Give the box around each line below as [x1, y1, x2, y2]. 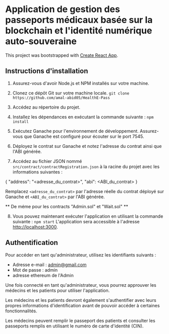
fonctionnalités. [5, 308, 38, 314]
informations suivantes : [12, 169, 63, 175]
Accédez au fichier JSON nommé [12, 158, 82, 164]
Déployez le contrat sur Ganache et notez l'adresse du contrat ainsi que [12, 143, 162, 149]
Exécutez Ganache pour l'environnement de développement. [12, 128, 139, 134]
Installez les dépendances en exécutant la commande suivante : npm [12, 114, 154, 120]
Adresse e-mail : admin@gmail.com [12, 262, 87, 268]
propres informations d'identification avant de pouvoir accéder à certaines [5, 302, 160, 308]
